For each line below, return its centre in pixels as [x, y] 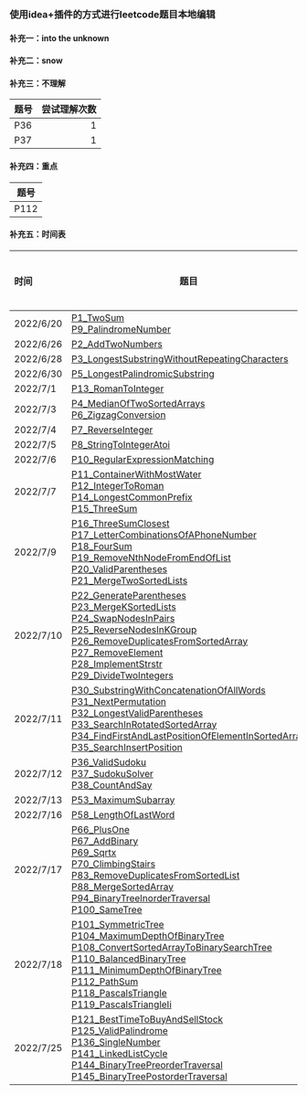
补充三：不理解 [37, 83]
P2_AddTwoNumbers [117, 344]
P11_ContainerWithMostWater [137, 474]
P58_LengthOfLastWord [123, 814]
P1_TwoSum [98, 317]
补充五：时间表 [37, 234]
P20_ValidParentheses [119, 569]
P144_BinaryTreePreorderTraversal [148, 1065]
